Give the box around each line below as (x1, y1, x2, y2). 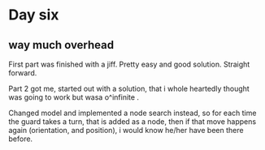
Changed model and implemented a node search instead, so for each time (8, 108, 257, 118)
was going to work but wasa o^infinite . (8, 92, 140, 102)
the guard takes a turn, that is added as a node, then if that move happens (8, 117, 257, 126)
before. (8, 134, 33, 144)
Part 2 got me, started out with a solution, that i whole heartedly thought (8, 84, 250, 93)
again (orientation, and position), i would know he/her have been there (8, 126, 244, 135)
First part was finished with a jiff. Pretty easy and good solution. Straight (8, 59, 250, 69)
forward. (8, 68, 37, 78)
